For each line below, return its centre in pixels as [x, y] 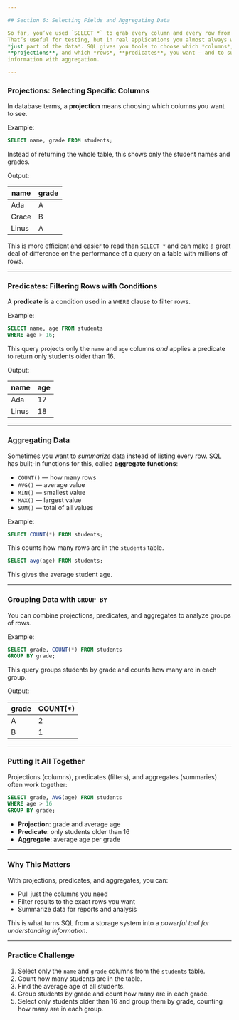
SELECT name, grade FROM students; [60, 141]
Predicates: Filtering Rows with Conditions [83, 286]
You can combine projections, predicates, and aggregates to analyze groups [119, 615]
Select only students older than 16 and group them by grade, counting [120, 1001]
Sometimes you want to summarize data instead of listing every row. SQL [115, 456]
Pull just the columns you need [63, 894]
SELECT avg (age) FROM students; [55, 561]
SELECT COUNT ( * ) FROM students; [55, 534]
